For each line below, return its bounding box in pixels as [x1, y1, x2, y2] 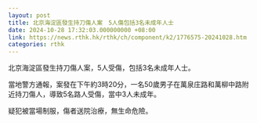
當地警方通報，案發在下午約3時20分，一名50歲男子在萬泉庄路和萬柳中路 [8, 80, 243, 89]
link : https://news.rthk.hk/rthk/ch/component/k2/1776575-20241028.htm [8, 33, 247, 42]
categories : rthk [8, 41, 65, 49]
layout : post [8, 11, 51, 20]
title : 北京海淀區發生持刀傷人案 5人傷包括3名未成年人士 [8, 19, 174, 27]
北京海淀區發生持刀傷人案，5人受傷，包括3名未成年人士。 [8, 63, 195, 73]
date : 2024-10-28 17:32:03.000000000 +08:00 [8, 26, 156, 34]
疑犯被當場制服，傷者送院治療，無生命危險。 [8, 107, 153, 116]
